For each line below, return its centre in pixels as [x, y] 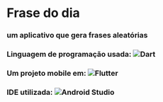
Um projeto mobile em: [46, 73]
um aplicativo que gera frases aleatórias [77, 35]
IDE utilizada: [30, 92]
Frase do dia [44, 13]
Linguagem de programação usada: [69, 55]
